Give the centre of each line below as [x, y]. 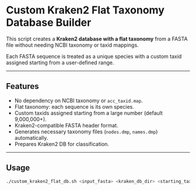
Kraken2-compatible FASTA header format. [66, 125]
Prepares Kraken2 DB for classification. [62, 144]
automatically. [31, 137]
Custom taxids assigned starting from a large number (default [89, 113]
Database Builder [49, 23]
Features [22, 86]
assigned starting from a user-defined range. [60, 63]
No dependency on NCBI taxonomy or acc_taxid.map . [78, 101]
